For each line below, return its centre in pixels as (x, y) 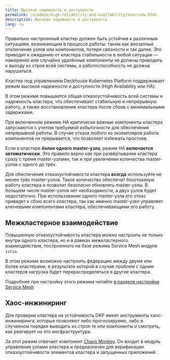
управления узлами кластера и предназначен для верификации (75, 347)
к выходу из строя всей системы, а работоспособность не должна (78, 66)
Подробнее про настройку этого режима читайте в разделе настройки (82, 282)
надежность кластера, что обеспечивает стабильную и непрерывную (81, 102)
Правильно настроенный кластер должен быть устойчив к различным (81, 39)
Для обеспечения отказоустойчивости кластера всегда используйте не (83, 174)
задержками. (19, 112)
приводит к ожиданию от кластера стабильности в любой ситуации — (82, 55)
